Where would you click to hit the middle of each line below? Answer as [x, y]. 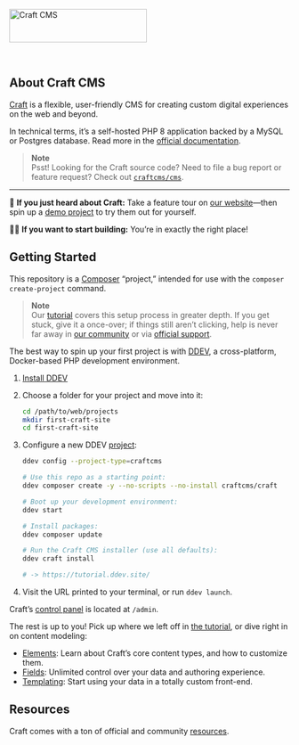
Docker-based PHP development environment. [95, 360]
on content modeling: [48, 636]
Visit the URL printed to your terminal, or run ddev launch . [127, 592]
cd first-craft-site [60, 428]
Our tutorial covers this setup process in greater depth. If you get [150, 315]
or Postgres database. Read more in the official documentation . [125, 140]
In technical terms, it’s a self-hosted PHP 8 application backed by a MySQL [146, 131]
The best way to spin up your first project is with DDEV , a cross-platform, [143, 351]
